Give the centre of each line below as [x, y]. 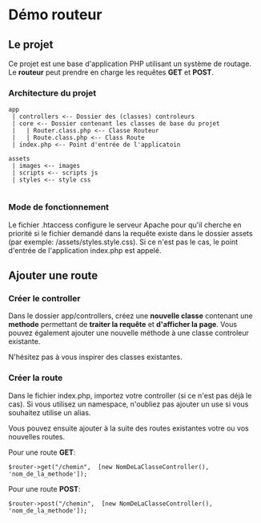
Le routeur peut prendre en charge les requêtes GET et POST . [111, 72]
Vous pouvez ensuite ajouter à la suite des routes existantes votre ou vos [129, 428]
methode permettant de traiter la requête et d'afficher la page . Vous [123, 325]
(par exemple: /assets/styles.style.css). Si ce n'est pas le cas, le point [123, 242]
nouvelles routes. [37, 436]
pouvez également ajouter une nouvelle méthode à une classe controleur [129, 333]
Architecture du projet [52, 92]
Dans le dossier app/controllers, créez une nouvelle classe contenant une [131, 316]
